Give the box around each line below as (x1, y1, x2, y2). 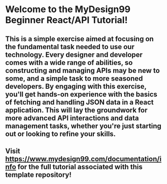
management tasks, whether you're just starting (5, 122, 161, 130)
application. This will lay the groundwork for (5, 105, 148, 115)
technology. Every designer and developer (5, 50, 143, 59)
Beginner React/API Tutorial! (5, 14, 128, 26)
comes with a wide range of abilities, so (5, 58, 133, 67)
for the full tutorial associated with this (17, 162, 143, 171)
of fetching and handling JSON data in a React (5, 98, 154, 106)
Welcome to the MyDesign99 (5, 4, 131, 15)
